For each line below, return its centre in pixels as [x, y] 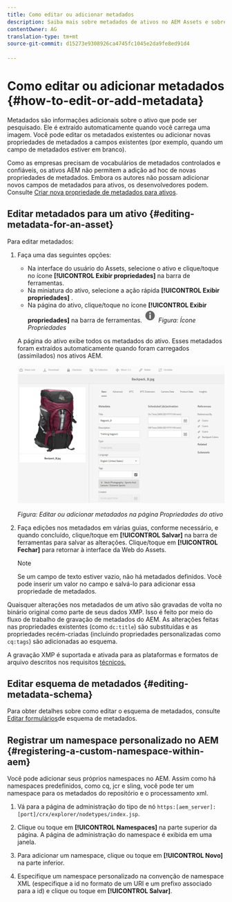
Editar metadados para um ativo [77, 214]
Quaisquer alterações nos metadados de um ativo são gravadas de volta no [115, 605]
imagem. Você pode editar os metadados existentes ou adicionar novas [109, 134]
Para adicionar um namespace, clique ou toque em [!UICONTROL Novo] [120, 856]
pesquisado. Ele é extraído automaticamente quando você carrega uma [109, 127]
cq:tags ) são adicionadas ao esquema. [62, 641]
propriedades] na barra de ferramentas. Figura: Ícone [112, 320]
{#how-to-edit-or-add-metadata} [106, 101]
